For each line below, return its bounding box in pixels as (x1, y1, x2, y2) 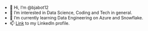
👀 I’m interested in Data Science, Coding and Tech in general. (9, 10, 132, 15)
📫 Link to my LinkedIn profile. (9, 20, 70, 26)
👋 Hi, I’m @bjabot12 (9, 5, 49, 10)
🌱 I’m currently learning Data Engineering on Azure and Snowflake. (9, 15, 143, 20)
